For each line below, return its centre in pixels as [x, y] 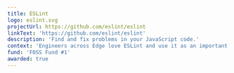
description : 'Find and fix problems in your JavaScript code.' [103, 40]
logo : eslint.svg [33, 20]
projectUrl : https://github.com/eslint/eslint [77, 26]
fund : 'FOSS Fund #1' [39, 53]
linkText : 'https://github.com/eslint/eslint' [77, 33]
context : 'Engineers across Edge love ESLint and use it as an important [118, 46]
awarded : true [28, 59]
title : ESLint [28, 14]
